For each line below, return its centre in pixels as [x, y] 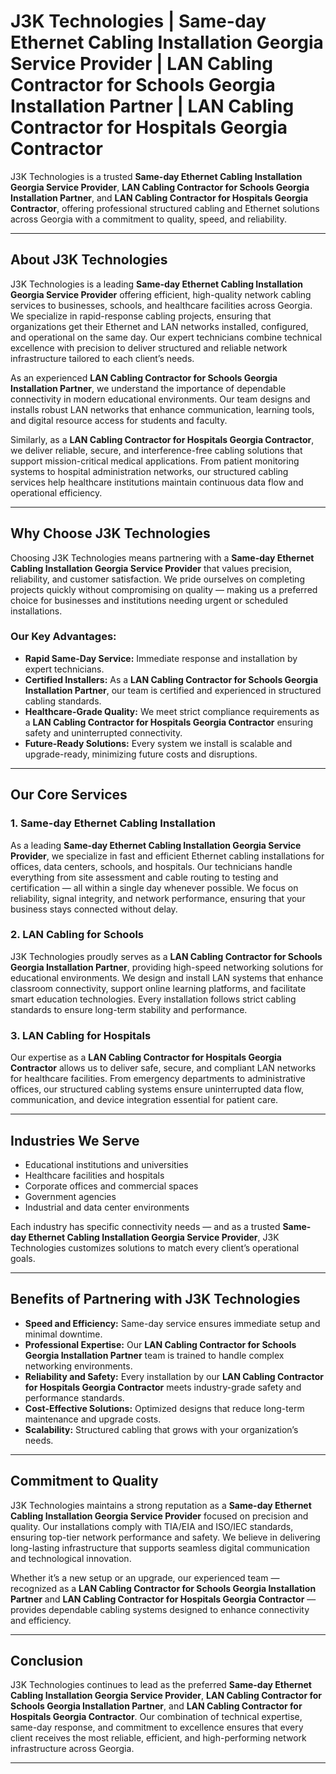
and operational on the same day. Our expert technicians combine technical [166, 337]
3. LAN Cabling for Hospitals [81, 1035]
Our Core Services [69, 795]
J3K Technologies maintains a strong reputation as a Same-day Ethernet [161, 1505]
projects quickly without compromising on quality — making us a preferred [164, 589]
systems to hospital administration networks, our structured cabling [149, 471]
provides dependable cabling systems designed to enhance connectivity [160, 1609]
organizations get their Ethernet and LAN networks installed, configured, [159, 326]
